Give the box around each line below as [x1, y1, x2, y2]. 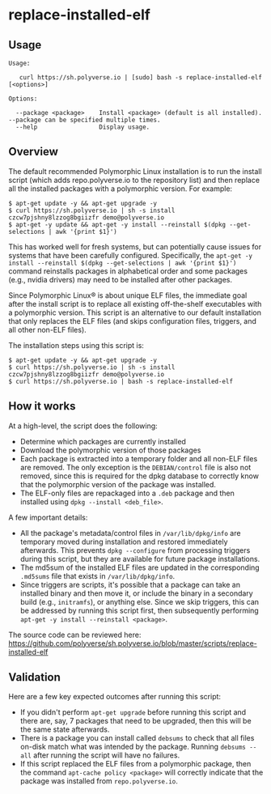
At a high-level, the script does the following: [8, 421, 158, 431]
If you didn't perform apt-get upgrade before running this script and [19, 707, 247, 717]
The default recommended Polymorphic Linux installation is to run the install [8, 166, 262, 176]
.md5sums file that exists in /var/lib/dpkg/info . [19, 571, 176, 580]
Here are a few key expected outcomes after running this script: [8, 692, 221, 702]
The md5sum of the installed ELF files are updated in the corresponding [19, 563, 260, 572]
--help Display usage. [15, 123, 150, 131]
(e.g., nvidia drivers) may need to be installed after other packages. [8, 274, 233, 284]
